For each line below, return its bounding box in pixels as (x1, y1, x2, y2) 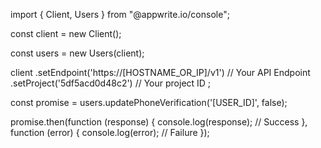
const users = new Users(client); (10, 47, 145, 59)
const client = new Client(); (10, 28, 122, 39)
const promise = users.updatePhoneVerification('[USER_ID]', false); (10, 97, 288, 108)
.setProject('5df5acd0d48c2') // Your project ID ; (10, 77, 212, 89)
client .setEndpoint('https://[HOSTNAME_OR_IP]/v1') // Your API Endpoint (10, 67, 311, 78)
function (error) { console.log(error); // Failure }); (10, 127, 210, 138)
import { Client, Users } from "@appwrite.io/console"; (10, 9, 230, 20)
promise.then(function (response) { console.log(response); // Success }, (10, 116, 308, 128)
